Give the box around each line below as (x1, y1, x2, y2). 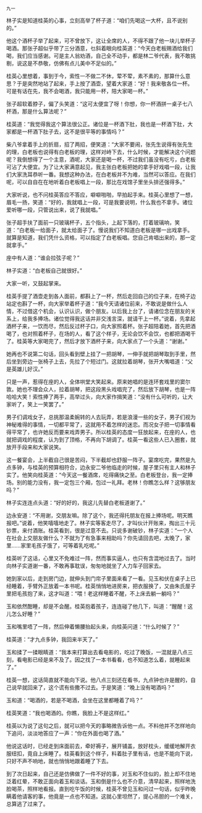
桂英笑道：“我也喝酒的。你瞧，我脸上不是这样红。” (6, 710, 130, 716)
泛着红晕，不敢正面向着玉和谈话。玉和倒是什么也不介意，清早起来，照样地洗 (6, 778, 196, 785)
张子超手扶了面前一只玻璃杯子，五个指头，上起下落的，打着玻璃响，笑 (6, 219, 180, 226)
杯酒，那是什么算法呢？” (6, 108, 67, 115)
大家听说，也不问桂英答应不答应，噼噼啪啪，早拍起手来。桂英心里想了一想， (6, 191, 196, 198)
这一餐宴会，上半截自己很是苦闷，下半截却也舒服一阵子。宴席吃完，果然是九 (6, 456, 196, 463)
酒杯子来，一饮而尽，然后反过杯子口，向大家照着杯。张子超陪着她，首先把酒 (6, 323, 196, 329)
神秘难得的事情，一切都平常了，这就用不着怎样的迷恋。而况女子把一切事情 (6, 421, 191, 428)
